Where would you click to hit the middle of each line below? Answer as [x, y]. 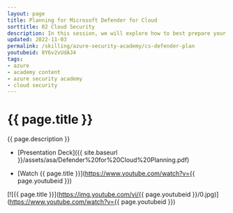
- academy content [34, 72]
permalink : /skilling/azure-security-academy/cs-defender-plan [101, 46]
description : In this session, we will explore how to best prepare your [117, 33]
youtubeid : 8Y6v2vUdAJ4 [42, 53]
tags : [15, 59]
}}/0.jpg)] [205, 194]
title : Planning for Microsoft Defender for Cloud [82, 20]
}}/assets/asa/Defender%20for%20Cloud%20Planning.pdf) [103, 160]
